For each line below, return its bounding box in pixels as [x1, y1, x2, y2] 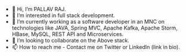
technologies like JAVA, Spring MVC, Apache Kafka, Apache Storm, [11, 24, 178, 31]
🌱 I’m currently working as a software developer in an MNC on [11, 18, 165, 25]
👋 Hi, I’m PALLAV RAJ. [11, 6, 66, 12]
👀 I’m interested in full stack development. [11, 12, 115, 19]
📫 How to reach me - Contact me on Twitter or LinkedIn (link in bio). [11, 44, 180, 50]
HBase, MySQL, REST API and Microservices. [11, 31, 124, 38]
